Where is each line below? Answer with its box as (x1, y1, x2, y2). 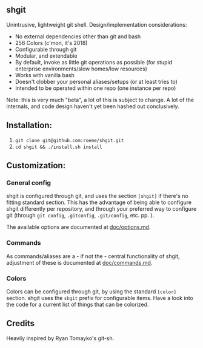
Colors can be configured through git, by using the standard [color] (6, 288, 177, 295)
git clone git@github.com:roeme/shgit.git (15, 137, 124, 143)
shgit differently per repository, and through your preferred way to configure (6, 205, 197, 213)
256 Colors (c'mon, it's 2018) (15, 39, 88, 46)
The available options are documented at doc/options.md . (6, 223, 151, 231)
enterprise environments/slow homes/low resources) (15, 65, 147, 72)
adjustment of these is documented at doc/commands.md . (6, 259, 153, 266)
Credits (6, 318, 35, 329)
